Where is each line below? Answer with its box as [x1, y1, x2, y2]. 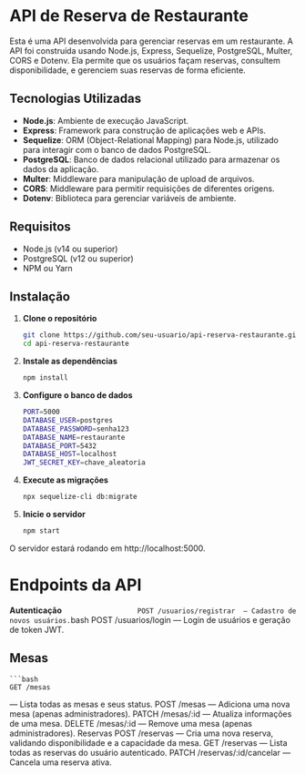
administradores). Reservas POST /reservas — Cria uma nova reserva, [9, 728, 274, 739]
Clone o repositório [22, 313, 97, 324]
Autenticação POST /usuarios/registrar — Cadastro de [9, 605, 297, 616]
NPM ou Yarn [22, 262, 73, 273]
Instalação [9, 289, 71, 304]
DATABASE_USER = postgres [22, 415, 114, 424]
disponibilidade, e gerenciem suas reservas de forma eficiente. [9, 65, 246, 76]
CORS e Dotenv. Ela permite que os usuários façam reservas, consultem [9, 55, 280, 66]
